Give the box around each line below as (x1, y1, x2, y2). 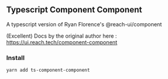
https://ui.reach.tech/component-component (6, 38, 117, 45)
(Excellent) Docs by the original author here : (6, 32, 117, 39)
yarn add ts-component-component (6, 67, 90, 74)
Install (6, 53, 25, 62)
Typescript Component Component (6, 5, 143, 15)
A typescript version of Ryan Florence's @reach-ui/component (6, 20, 163, 28)
